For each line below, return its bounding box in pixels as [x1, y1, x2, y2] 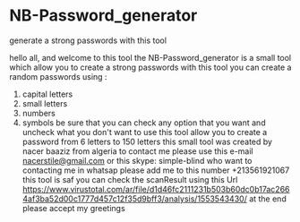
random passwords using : [9, 71, 107, 81]
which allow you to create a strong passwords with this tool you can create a [9, 62, 292, 73]
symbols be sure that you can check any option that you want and [21, 117, 266, 128]
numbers [21, 107, 56, 118]
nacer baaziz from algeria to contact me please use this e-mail [21, 145, 253, 157]
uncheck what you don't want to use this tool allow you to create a [21, 126, 268, 137]
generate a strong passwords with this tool [9, 35, 167, 46]
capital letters [21, 89, 73, 99]
